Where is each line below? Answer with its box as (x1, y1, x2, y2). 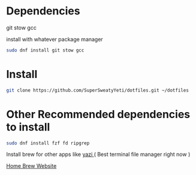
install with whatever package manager (6, 35, 103, 43)
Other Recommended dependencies (6, 107, 191, 121)
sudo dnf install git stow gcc (6, 47, 85, 53)
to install (6, 120, 50, 134)
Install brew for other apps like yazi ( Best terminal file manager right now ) (6, 151, 191, 158)
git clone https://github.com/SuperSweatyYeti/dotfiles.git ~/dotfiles (6, 87, 189, 93)
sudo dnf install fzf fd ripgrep (6, 140, 90, 146)
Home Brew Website (6, 162, 57, 170)
